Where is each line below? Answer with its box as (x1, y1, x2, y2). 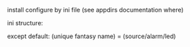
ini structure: (7, 19, 44, 27)
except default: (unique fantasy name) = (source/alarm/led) (7, 32, 176, 40)
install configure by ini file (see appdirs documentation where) (7, 6, 184, 14)
